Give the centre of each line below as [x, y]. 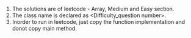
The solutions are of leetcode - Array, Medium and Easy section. [93, 9]
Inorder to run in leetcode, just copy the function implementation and [99, 22]
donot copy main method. [45, 28]
